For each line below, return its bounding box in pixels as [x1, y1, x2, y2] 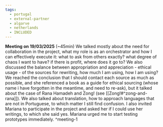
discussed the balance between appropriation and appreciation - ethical [5, 64, 152, 70]
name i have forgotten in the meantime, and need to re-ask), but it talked [5, 85, 153, 91]
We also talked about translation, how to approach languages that [21, 96, 155, 101]
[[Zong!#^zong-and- [105, 90, 148, 96]
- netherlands [9, 25, 38, 30]
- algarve [9, 21, 30, 26]
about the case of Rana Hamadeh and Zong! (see [5, 90, 105, 96]
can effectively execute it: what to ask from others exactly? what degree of [5, 54, 157, 59]
